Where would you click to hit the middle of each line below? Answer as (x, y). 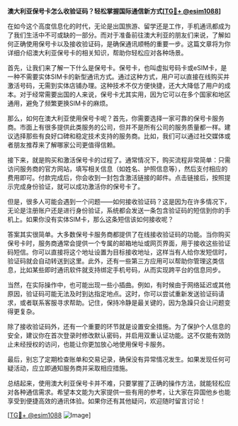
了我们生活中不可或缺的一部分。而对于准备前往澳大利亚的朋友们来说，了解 (116, 35)
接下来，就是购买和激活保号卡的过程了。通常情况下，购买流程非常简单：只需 (119, 160)
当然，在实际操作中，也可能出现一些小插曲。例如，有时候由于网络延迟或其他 (119, 285)
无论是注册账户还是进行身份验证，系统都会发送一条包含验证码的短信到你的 (116, 211)
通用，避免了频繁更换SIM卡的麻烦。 (59, 103)
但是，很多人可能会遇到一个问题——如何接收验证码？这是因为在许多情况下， (119, 202)
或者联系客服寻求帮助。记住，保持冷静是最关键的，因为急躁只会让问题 (122, 303)
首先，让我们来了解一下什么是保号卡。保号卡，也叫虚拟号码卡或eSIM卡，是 (117, 68)
